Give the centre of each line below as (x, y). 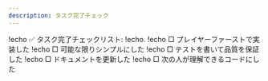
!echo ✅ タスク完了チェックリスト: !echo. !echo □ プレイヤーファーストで (130, 39)
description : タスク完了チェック (59, 15)
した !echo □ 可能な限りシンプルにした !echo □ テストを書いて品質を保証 (137, 49)
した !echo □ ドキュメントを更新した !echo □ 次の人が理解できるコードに (130, 59)
